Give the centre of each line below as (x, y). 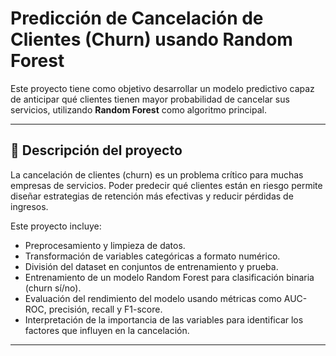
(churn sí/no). (53, 288)
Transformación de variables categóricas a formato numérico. (152, 256)
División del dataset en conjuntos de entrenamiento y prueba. (151, 266)
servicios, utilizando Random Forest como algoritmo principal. (138, 109)
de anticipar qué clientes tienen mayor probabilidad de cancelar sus (150, 99)
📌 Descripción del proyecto (96, 150)
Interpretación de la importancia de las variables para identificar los (164, 319)
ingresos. (29, 206)
